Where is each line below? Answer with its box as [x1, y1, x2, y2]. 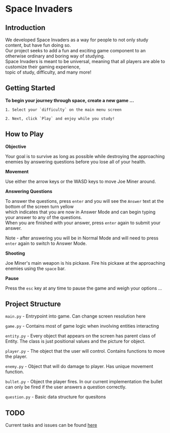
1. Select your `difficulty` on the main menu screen [5, 107, 122, 112]
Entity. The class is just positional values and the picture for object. [5, 338, 146, 345]
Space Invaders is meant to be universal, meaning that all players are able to [5, 58, 165, 64]
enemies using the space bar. [5, 265, 66, 271]
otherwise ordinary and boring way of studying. [5, 53, 105, 59]
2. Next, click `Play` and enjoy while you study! [5, 116, 115, 121]
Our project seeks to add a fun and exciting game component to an [5, 48, 146, 53]
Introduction [5, 23, 46, 32]
